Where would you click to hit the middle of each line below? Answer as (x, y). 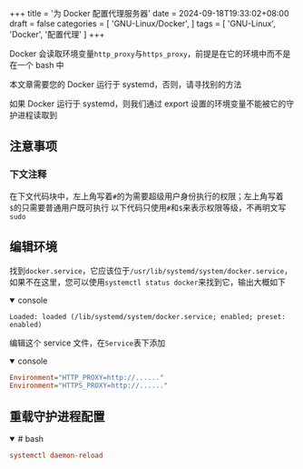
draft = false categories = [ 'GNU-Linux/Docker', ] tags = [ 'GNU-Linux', (143, 24)
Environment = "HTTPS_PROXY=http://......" (89, 386)
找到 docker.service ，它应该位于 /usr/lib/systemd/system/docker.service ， (151, 270)
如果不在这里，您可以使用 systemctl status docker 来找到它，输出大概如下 (147, 282)
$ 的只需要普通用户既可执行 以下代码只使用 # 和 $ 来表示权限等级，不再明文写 (148, 207)
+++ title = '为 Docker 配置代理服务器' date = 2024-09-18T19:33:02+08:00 (149, 13)
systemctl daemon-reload (56, 456)
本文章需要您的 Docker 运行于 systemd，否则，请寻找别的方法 (126, 84)
